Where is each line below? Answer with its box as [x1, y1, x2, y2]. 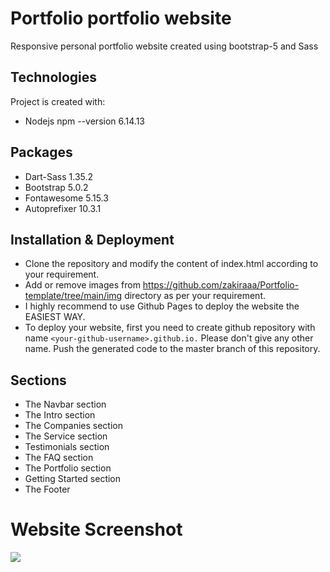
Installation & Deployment [10, 231, 175, 248]
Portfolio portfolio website [10, 7, 232, 30]
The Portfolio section [24, 462, 112, 474]
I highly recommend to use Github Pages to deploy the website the [24, 300, 300, 312]
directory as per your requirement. [124, 290, 266, 302]
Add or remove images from [24, 279, 141, 291]
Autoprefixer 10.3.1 [24, 202, 102, 214]
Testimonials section [24, 441, 110, 453]
